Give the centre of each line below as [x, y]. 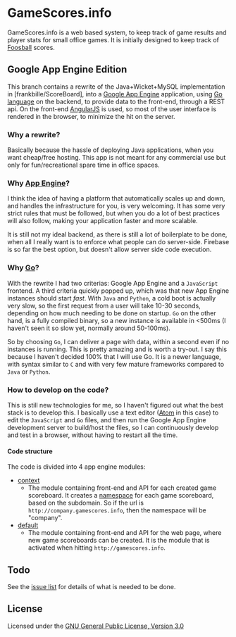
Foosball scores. [31, 47]
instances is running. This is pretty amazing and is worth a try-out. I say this [117, 349]
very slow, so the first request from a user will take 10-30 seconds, [104, 305]
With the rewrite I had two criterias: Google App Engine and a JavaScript [113, 283]
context [29, 481]
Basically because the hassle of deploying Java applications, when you [111, 150]
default [28, 525]
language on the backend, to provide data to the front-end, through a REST [116, 101]
